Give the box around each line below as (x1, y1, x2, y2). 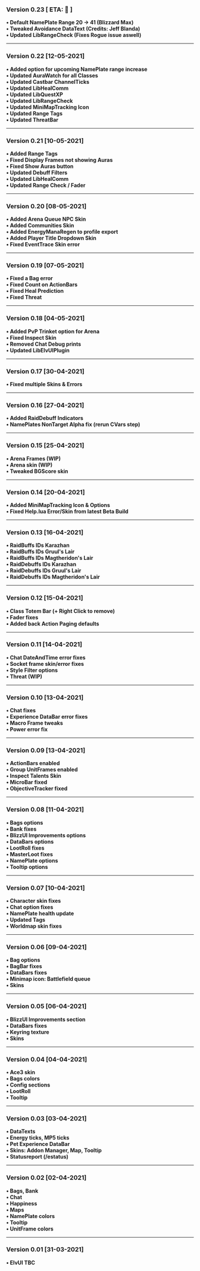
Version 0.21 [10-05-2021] (6, 136, 84, 145)
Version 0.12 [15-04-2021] (6, 594, 83, 602)
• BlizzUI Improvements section (6, 1016, 86, 1023)
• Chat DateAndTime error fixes (6, 654, 86, 661)
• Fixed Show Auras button (6, 162, 74, 170)
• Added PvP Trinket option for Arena (6, 327, 100, 335)
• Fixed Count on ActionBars (6, 281, 78, 288)
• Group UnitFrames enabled (6, 766, 79, 773)
